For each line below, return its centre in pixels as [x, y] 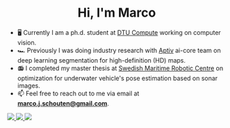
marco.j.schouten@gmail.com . [63, 103]
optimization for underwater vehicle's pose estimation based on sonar [117, 78]
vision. [27, 42]
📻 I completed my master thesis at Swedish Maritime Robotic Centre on [120, 68]
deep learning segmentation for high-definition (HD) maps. [101, 60]
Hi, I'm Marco [117, 13]
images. [28, 86]
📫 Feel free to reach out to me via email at [78, 93]
